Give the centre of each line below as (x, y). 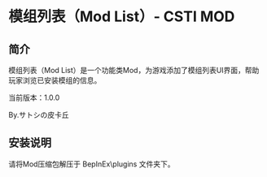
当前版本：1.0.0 (34, 97)
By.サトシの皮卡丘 (39, 115)
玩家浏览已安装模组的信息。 (55, 80)
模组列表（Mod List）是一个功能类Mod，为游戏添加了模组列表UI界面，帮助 (134, 70)
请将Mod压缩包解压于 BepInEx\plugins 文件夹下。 (92, 164)
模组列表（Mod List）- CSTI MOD (122, 17)
